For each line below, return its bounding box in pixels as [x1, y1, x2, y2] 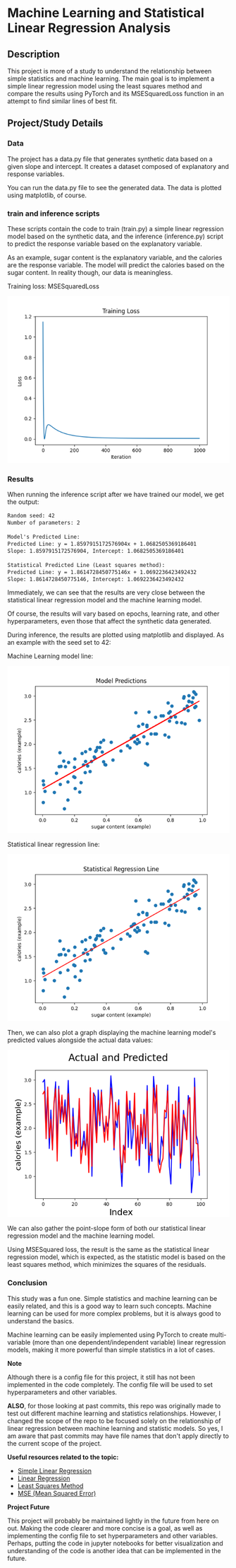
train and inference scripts [7, 209, 100, 218]
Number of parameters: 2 [7, 520, 80, 527]
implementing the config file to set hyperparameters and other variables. [7, 1531, 218, 1540]
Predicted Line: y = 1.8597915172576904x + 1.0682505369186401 [7, 541, 197, 548]
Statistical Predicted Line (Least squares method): [7, 562, 166, 569]
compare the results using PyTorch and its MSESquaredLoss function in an [7, 90, 224, 98]
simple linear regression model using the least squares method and [7, 82, 202, 90]
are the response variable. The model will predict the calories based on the [7, 260, 225, 269]
